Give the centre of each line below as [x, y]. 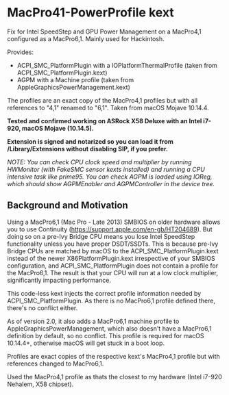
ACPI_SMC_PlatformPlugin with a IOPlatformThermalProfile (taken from [117, 65]
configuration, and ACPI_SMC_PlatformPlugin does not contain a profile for [112, 266]
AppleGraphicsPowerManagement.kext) [73, 87]
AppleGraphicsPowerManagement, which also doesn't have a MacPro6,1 [109, 328]
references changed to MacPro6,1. [56, 364]
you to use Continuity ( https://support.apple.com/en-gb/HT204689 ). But [110, 229]
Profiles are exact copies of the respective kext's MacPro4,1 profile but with [114, 356]
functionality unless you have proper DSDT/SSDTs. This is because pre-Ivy [113, 244]
